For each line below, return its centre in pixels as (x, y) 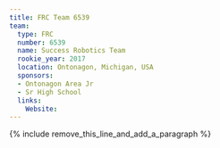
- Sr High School (50, 92)
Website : (42, 109)
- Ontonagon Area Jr (55, 84)
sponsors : (35, 76)
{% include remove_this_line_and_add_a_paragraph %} (110, 134)
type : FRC (35, 34)
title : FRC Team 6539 (50, 17)
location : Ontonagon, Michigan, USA (85, 68)
